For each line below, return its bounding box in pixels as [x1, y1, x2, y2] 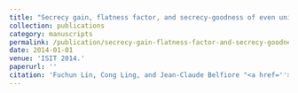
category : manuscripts [9, 29, 93, 38]
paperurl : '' [9, 63, 58, 72]
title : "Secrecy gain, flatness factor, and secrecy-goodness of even [9, 12, 276, 22]
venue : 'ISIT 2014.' [9, 54, 86, 63]
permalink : [9, 37, 50, 47]
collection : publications [9, 21, 105, 30]
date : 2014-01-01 [9, 46, 74, 55]
